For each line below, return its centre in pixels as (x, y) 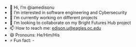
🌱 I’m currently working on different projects (53, 18)
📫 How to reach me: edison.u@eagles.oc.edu (55, 28)
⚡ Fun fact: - (22, 40)
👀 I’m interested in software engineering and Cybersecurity (68, 12)
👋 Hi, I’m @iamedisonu (32, 7)
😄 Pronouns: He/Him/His (35, 35)
